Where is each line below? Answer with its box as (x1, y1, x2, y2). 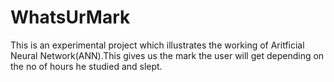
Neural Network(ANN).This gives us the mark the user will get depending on (10, 49, 325, 61)
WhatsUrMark (10, 6, 131, 29)
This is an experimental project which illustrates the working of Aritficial (10, 39, 305, 51)
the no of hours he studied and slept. (10, 60, 163, 72)
